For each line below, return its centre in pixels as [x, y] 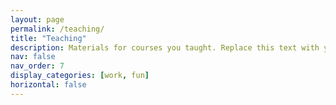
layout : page [37, 19]
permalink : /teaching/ [57, 29]
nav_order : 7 [37, 66]
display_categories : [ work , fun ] [80, 76]
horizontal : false [48, 85]
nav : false [33, 57]
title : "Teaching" [48, 38]
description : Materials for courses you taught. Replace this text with [165, 47]
